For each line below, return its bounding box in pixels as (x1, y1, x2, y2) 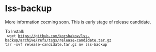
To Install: (5, 28, 25, 34)
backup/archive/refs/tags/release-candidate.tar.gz (5, 37, 111, 43)
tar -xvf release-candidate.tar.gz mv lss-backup (5, 42, 108, 47)
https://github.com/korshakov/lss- (17, 34, 90, 38)
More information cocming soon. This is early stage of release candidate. (5, 19, 151, 25)
